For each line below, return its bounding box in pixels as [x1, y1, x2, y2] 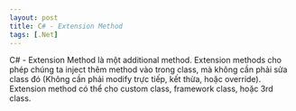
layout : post [9, 13, 59, 23]
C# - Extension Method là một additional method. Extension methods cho [9, 55, 282, 66]
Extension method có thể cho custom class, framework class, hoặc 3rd [9, 83, 273, 95]
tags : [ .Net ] [9, 30, 59, 39]
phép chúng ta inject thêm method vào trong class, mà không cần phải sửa [9, 64, 288, 75]
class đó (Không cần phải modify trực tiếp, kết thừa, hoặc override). [9, 74, 262, 85]
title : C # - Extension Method [9, 22, 124, 31]
